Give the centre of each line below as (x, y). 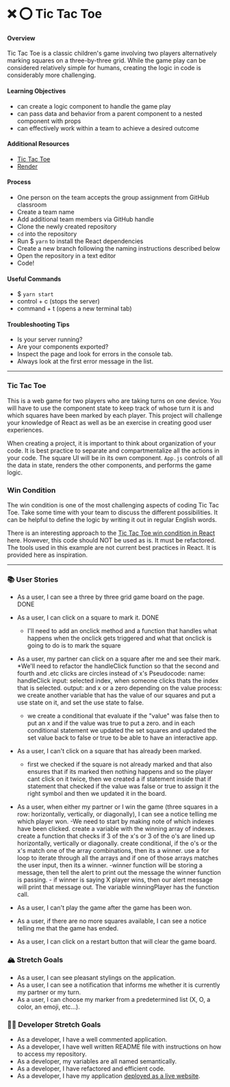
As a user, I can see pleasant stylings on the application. (96, 977)
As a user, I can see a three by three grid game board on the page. (111, 597)
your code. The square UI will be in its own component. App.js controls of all (115, 457)
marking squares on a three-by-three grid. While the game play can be (107, 60)
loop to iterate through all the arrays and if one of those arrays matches (118, 858)
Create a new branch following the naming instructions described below (118, 248)
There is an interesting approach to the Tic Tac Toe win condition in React (111, 533)
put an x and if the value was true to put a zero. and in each (111, 723)
